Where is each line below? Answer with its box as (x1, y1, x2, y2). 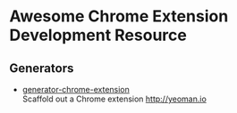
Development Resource (9, 25, 188, 45)
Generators (9, 61, 74, 76)
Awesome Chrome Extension (9, 6, 229, 27)
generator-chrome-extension (21, 85, 130, 94)
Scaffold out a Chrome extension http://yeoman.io (21, 93, 207, 104)
